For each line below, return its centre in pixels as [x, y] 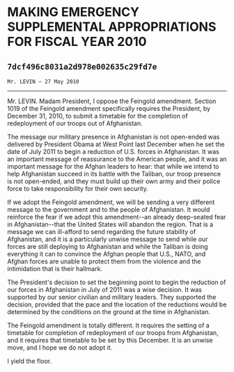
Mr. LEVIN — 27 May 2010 [43, 82]
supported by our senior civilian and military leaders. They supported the [112, 297]
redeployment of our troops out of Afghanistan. [75, 123]
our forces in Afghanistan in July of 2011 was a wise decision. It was [104, 289]
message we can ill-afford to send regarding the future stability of [102, 232]
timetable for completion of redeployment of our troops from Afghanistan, [113, 333]
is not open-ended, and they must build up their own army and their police [114, 181]
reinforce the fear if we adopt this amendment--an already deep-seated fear [117, 217]
